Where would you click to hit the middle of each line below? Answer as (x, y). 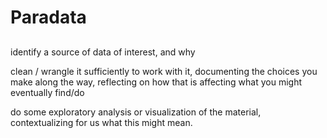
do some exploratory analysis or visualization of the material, (136, 112)
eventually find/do (47, 92)
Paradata (48, 17)
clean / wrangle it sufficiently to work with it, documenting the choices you (164, 71)
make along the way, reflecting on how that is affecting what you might (156, 82)
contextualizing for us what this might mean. (101, 122)
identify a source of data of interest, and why (103, 52)
